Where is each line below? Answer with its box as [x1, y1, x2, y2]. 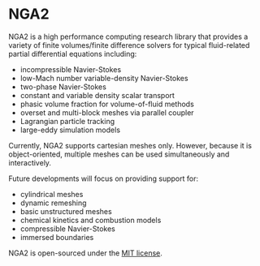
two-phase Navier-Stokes [19, 82, 107, 92]
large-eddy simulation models [19, 125, 120, 135]
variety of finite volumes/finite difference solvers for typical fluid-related [8, 40, 250, 49]
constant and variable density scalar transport [19, 90, 175, 100]
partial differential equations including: [8, 49, 137, 58]
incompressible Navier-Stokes [19, 64, 122, 74]
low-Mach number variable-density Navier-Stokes [19, 73, 188, 83]
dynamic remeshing [19, 198, 87, 208]
